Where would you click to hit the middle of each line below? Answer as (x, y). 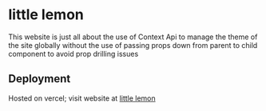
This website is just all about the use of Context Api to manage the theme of (133, 37)
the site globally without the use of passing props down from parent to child (133, 45)
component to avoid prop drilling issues (73, 54)
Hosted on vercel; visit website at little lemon (82, 98)
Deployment (40, 79)
